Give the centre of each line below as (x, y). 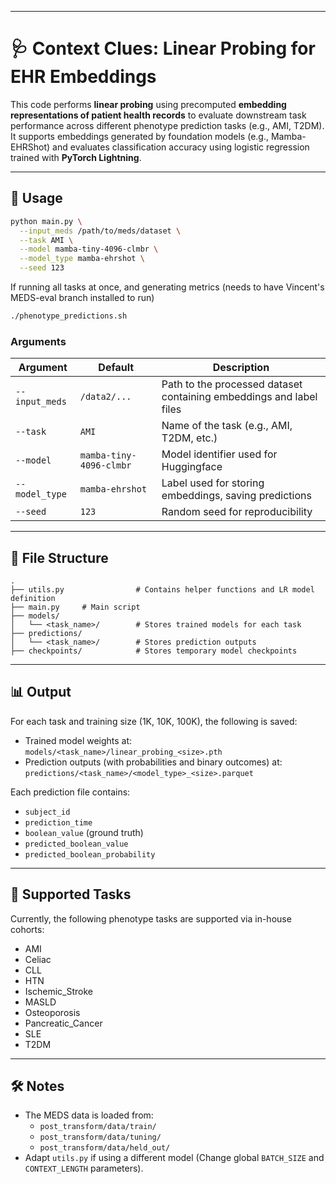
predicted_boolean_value (76, 844)
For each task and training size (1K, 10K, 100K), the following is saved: (154, 721)
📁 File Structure (59, 557)
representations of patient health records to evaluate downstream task (158, 115)
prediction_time (58, 822)
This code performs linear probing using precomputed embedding (148, 104)
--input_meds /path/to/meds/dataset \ (100, 231)
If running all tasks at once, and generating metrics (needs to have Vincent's (167, 287)
